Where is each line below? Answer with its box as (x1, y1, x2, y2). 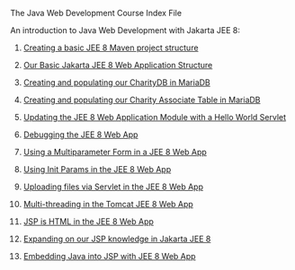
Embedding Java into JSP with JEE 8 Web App (22, 251, 196, 261)
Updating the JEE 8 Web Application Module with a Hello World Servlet (22, 112, 287, 122)
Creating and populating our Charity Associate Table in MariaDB (22, 94, 261, 105)
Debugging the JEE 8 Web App (22, 129, 139, 140)
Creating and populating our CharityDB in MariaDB (22, 77, 210, 88)
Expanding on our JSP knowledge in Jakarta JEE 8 (22, 233, 211, 244)
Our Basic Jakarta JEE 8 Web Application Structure (22, 60, 213, 70)
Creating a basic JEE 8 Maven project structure (22, 42, 199, 53)
